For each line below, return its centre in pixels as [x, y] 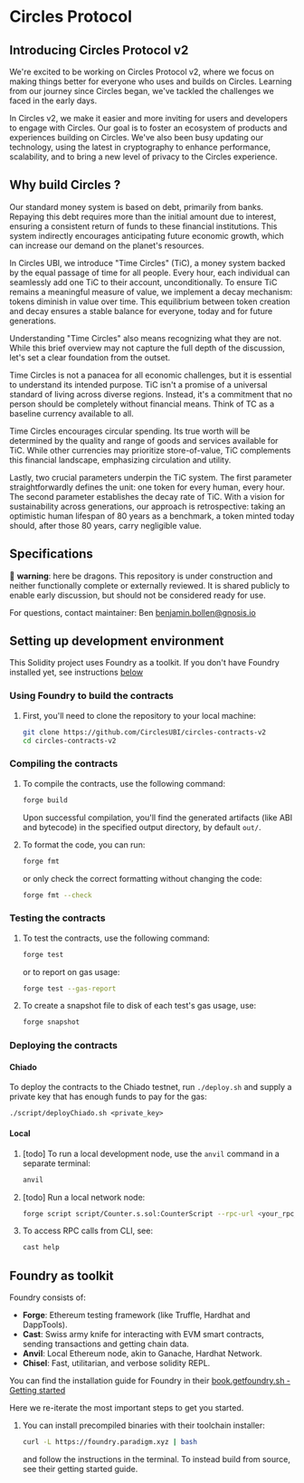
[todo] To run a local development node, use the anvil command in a [151, 1153]
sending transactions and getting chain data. [106, 1344]
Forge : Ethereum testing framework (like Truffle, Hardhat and [136, 1316]
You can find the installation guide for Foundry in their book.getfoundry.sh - [150, 1381]
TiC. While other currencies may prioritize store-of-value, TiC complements [150, 450]
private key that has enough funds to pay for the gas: [109, 1096]
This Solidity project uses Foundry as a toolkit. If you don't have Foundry [145, 663]
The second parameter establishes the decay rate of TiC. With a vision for [147, 496]
